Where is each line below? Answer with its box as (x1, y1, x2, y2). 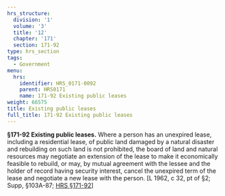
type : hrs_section (7, 48, 59, 55)
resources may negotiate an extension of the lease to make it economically (7, 152, 218, 160)
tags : (7, 55, 23, 61)
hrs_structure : (7, 10, 51, 17)
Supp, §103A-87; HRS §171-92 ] (7, 181, 94, 189)
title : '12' (13, 29, 48, 36)
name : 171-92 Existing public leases (19, 93, 127, 100)
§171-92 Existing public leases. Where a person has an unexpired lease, (7, 130, 212, 139)
